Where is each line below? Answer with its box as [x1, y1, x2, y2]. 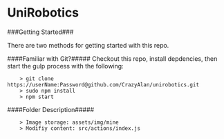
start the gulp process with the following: [7, 62, 124, 70]
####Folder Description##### [7, 105, 95, 113]
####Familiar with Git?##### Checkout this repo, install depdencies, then [7, 54, 218, 63]
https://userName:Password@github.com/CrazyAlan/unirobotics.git [7, 81, 199, 88]
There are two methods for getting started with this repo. [7, 41, 169, 49]
